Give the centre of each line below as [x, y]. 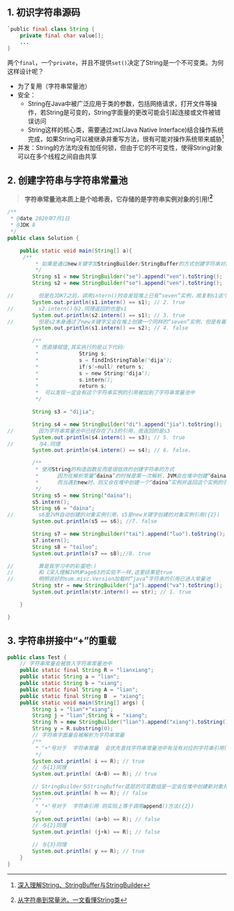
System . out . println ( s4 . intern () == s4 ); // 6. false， [113, 450]
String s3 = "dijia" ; [64, 412]
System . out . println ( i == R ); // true [88, 761]
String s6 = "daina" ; [64, 508]
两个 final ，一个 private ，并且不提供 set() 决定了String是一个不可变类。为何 [116, 63]
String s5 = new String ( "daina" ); [82, 495]
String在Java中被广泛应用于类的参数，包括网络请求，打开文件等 [119, 104]
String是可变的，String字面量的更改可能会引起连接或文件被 [131, 112]
